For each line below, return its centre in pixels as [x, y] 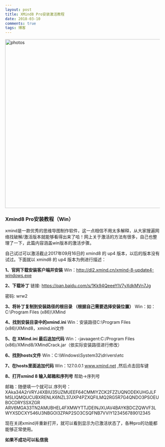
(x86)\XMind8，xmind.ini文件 [35, 328]
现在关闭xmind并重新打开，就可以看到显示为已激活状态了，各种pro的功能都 [82, 423]
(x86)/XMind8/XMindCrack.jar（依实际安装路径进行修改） [64, 345]
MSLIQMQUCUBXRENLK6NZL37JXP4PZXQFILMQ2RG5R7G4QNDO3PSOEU [82, 397]
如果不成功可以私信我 [27, 440]
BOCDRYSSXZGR [23, 403]
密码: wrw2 [16, 296]
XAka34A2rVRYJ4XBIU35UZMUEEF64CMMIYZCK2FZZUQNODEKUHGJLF [81, 392]
